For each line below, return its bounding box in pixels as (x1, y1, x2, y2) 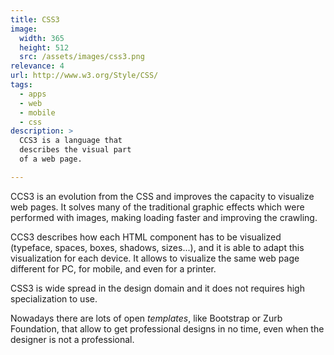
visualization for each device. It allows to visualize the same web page (10, 252, 300, 264)
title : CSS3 (10, 14, 60, 25)
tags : (10, 80, 33, 90)
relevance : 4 (10, 61, 65, 71)
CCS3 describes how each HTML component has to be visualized (10, 231, 282, 243)
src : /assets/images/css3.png (19, 52, 145, 62)
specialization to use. (10, 292, 98, 305)
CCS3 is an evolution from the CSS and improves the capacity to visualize (10, 190, 315, 202)
